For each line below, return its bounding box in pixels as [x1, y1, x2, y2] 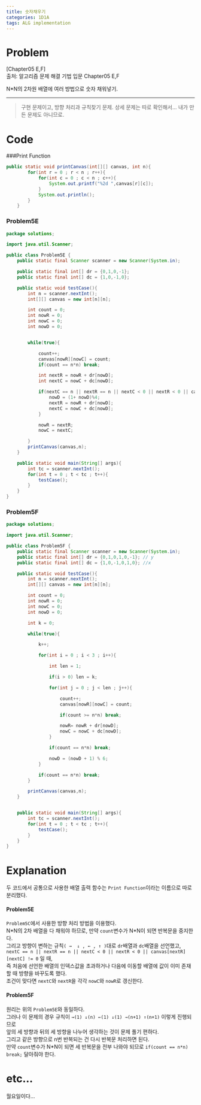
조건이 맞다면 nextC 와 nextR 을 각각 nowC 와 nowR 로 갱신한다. [6, 977, 144, 985]
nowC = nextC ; [38, 428, 74, 434]
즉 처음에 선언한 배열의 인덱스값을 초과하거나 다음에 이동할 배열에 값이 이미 [6, 962, 181, 970]
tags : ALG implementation [6, 20, 71, 26]
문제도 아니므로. [27, 111, 65, 119]
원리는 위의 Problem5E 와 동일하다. [6, 1006, 85, 1013]
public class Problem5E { [6, 252, 71, 258]
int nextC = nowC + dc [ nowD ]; [38, 378, 114, 384]
